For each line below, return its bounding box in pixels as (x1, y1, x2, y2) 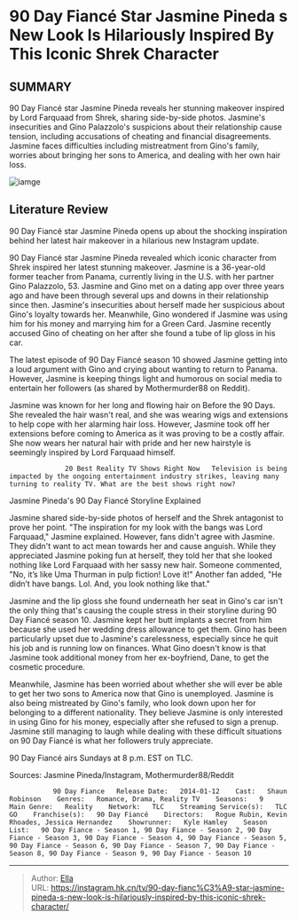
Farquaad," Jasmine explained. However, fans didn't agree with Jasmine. (9, 531, 275, 542)
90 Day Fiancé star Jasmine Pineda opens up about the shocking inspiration (9, 225, 288, 236)
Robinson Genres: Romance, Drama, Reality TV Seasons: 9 (9, 794, 264, 804)
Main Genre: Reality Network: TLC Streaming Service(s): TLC (9, 802, 288, 811)
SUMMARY (9, 79, 73, 94)
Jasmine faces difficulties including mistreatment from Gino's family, (9, 140, 260, 151)
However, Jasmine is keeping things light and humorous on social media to (9, 373, 282, 383)
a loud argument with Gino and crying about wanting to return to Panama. (9, 364, 278, 374)
